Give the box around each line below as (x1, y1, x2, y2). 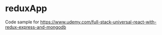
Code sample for (5, 19, 40, 25)
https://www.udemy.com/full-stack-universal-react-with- (40, 19, 157, 25)
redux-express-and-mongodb (5, 24, 66, 30)
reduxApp (5, 3, 47, 14)
